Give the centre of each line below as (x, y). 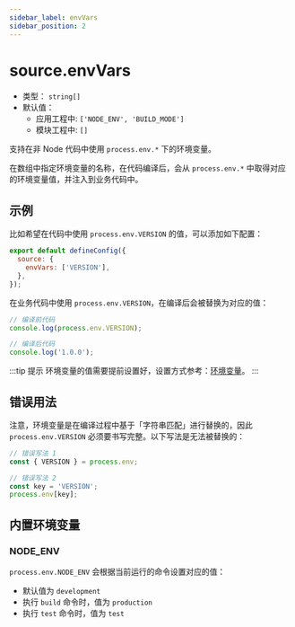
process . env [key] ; (43, 495)
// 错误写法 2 (33, 478)
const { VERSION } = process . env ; (74, 462)
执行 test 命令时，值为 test (73, 613)
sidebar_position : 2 (48, 26)
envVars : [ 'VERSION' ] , (68, 268)
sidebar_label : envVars (54, 18)
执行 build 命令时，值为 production (87, 602)
